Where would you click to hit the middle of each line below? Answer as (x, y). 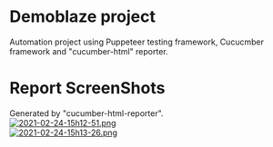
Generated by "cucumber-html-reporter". (86, 113)
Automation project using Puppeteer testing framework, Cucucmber (136, 42)
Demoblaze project (83, 17)
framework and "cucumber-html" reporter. (89, 51)
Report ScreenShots (87, 88)
